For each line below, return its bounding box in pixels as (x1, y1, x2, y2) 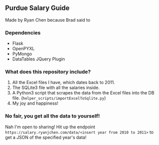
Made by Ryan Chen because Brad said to (5, 17, 91, 23)
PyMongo (12, 51, 32, 57)
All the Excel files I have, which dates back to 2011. (12, 80, 115, 86)
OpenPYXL (12, 46, 35, 52)
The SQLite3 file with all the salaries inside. (12, 85, 100, 90)
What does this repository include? (5, 68, 91, 75)
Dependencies (5, 29, 41, 36)
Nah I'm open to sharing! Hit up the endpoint (5, 124, 95, 130)
